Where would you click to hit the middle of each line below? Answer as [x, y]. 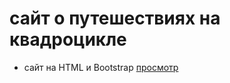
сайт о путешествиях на [115, 18]
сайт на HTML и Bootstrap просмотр [101, 67]
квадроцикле [68, 39]
